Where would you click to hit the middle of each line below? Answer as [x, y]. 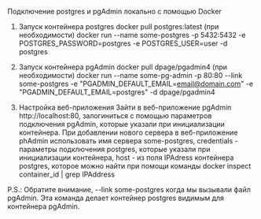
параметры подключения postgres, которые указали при [114, 149]
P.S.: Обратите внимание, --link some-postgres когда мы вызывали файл [129, 189]
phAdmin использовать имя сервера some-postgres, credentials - [128, 141]
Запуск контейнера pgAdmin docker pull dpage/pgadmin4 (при [123, 67]
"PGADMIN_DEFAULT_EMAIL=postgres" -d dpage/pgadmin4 [117, 92]
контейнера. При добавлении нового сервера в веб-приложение [128, 132]
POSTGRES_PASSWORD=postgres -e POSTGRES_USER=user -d [123, 43]
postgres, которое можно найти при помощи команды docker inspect [135, 166]
